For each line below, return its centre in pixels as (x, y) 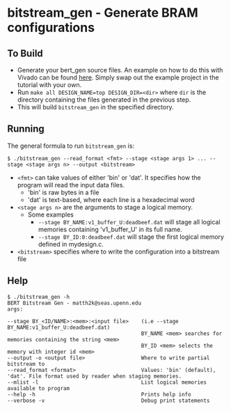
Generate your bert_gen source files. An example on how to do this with (120, 70)
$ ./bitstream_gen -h (39, 297)
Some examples (51, 215)
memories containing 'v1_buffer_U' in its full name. (110, 229)
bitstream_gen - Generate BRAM (103, 13)
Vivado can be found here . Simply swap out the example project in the (118, 77)
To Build (25, 53)
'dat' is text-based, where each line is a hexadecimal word (111, 199)
